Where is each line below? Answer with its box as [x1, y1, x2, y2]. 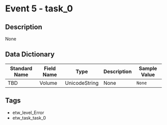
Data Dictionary [5, 50, 55, 59]
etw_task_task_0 [12, 115, 46, 121]
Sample [139, 65, 158, 72]
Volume [39, 79, 57, 86]
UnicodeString [65, 79, 99, 86]
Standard [9, 65, 32, 72]
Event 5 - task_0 [5, 3, 73, 14]
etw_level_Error [12, 110, 44, 116]
